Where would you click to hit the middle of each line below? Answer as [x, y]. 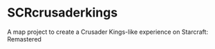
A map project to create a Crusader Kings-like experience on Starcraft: [108, 32]
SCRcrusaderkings [63, 13]
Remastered [24, 39]
